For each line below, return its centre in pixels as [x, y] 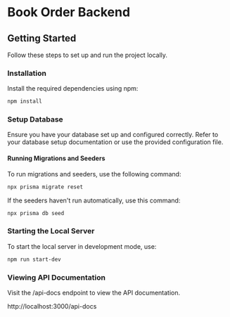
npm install [25, 102]
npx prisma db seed [36, 213]
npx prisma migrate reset [45, 187]
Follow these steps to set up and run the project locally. [87, 55]
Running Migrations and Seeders [56, 158]
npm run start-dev [34, 259]
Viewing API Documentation [56, 277]
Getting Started [42, 38]
